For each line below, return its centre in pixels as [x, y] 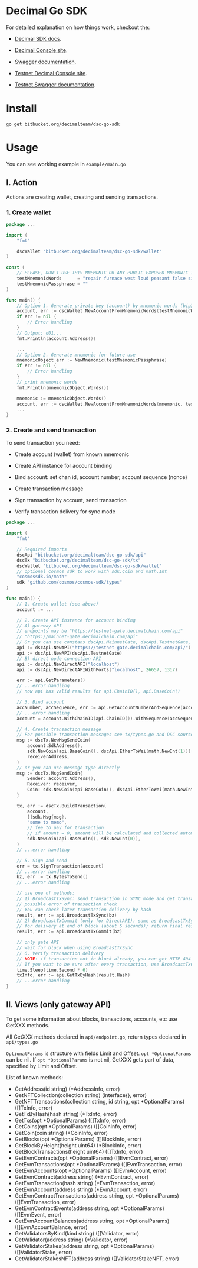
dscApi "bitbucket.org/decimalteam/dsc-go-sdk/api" [81, 555]
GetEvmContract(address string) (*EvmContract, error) [82, 1177]
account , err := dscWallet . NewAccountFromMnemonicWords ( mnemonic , [100, 404]
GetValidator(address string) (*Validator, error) [71, 1240]
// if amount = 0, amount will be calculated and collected [103, 833]
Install [22, 109]
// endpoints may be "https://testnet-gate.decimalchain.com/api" [100, 631]
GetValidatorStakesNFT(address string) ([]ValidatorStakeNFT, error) [97, 1259]
